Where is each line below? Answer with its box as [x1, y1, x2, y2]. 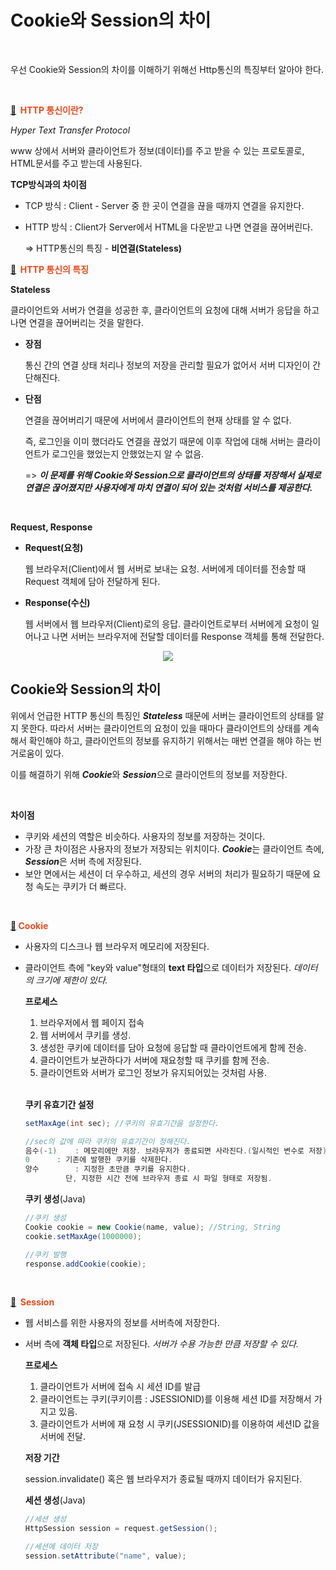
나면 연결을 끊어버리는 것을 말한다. [10, 316, 144, 328]
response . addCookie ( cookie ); [24, 1259, 147, 1269]
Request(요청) [24, 541, 84, 553]
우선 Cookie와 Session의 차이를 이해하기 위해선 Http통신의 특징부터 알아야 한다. [10, 63, 324, 75]
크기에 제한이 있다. [35, 974, 108, 986]
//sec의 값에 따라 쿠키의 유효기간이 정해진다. [24, 1136, 192, 1146]
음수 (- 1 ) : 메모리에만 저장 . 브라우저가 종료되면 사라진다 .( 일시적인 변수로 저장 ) [24, 1146, 328, 1156]
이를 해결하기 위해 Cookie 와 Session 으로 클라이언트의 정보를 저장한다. [10, 768, 288, 780]
